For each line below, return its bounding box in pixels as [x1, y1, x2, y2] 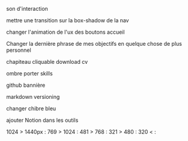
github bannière [6, 81, 46, 89]
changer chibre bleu [6, 105, 56, 112]
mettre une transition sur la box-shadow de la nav [6, 17, 129, 23]
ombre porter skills [6, 70, 53, 77]
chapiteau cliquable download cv [6, 58, 88, 65]
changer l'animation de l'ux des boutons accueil [6, 28, 125, 36]
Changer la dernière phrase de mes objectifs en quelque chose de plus [6, 40, 182, 47]
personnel [6, 46, 31, 54]
